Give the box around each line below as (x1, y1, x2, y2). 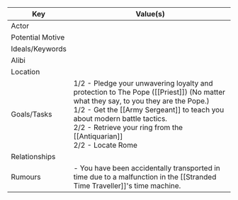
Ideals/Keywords (11, 44, 67, 54)
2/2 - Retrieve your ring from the (73, 123, 183, 132)
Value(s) (135, 9, 165, 18)
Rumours (11, 172, 41, 182)
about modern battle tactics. (73, 114, 168, 123)
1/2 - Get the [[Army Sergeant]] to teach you (73, 105, 225, 114)
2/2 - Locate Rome (73, 141, 138, 150)
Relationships (11, 152, 56, 161)
